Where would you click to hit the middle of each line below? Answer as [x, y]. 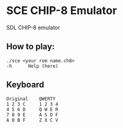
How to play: [30, 47]
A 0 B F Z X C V [33, 120]
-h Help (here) [33, 66]
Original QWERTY [31, 99]
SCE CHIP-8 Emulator [62, 11]
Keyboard [25, 85]
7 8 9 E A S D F [33, 115]
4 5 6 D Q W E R [33, 109]
